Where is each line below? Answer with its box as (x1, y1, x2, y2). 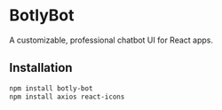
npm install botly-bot (9, 83, 93, 93)
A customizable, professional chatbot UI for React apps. (9, 35, 214, 45)
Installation (9, 60, 73, 75)
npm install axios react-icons (9, 92, 125, 101)
